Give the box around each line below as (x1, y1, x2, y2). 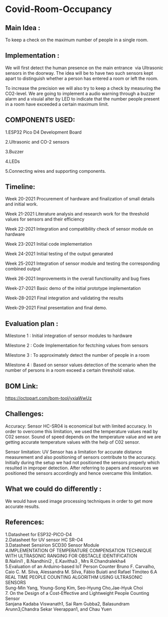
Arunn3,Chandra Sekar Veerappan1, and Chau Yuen (5, 606, 112, 612)
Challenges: (5, 409, 44, 418)
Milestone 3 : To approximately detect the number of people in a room (5, 352, 149, 358)
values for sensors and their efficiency (5, 216, 85, 222)
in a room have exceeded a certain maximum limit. (5, 101, 109, 107)
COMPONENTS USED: (5, 116, 75, 124)
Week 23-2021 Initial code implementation (5, 241, 92, 247)
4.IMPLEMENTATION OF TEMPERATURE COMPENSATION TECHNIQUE (5, 547, 152, 553)
